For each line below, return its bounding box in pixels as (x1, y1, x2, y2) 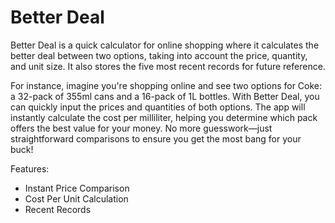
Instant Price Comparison (24, 182, 130, 194)
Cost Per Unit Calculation (24, 192, 129, 205)
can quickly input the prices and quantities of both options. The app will (10, 101, 306, 113)
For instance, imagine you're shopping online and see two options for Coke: (10, 79, 323, 91)
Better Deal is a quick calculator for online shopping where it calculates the (10, 39, 320, 51)
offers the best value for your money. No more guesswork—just (10, 122, 273, 134)
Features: (10, 162, 50, 175)
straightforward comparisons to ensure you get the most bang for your (10, 132, 302, 145)
